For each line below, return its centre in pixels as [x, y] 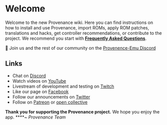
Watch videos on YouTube [39, 81]
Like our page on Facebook [40, 91]
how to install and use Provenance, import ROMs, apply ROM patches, [77, 27]
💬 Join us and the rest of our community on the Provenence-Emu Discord [81, 48]
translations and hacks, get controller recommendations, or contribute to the [83, 33]
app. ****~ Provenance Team [36, 117]
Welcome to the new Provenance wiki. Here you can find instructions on [79, 22]
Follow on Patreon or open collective [50, 102]
